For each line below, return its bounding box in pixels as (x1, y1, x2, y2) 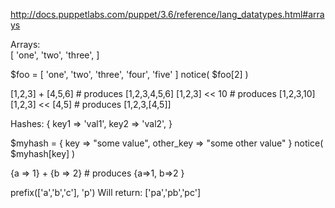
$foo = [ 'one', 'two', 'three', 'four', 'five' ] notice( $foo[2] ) (10, 69, 249, 80)
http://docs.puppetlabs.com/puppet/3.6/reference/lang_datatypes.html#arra (10, 9, 325, 20)
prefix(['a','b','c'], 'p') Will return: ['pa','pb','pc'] (10, 187, 201, 198)
